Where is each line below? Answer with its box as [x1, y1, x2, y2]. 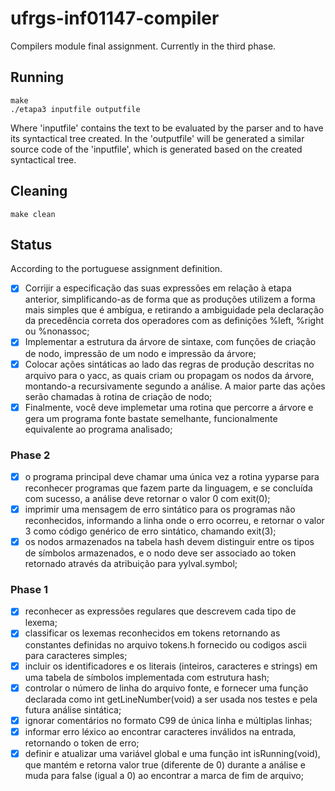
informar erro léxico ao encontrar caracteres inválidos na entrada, [24, 725, 297, 737]
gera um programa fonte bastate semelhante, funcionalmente [24, 412, 278, 424]
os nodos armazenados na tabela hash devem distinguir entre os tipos [24, 536, 315, 548]
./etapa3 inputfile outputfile [10, 104, 141, 114]
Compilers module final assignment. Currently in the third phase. [10, 40, 277, 52]
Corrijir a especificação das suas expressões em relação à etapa [24, 282, 292, 294]
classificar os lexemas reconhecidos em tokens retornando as [24, 627, 281, 639]
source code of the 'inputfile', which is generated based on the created [10, 143, 303, 155]
